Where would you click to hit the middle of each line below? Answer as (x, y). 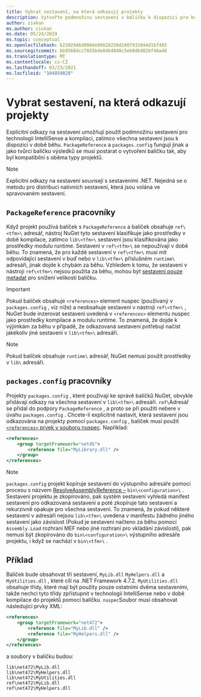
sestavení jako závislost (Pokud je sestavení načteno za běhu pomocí (92, 522)
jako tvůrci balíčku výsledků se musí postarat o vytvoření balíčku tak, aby (96, 151)
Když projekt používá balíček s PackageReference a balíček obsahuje (90, 227)
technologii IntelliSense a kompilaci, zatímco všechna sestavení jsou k (92, 138)
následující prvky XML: (34, 606)
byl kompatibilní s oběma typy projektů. (55, 158)
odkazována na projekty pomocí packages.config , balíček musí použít (93, 421)
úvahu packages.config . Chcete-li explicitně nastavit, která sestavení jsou (97, 415)
